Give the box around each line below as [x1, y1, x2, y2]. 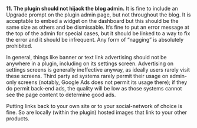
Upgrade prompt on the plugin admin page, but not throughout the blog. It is [6, 11, 191, 18]
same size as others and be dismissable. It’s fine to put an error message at [6, 23, 190, 31]
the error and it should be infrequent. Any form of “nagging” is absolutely [6, 36, 184, 43]
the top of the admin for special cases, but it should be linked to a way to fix [6, 30, 191, 37]
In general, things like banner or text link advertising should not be [6, 54, 167, 60]
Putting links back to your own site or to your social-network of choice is [6, 103, 183, 109]
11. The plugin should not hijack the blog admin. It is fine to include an [6, 5, 178, 12]
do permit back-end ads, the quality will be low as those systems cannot [6, 85, 182, 92]
